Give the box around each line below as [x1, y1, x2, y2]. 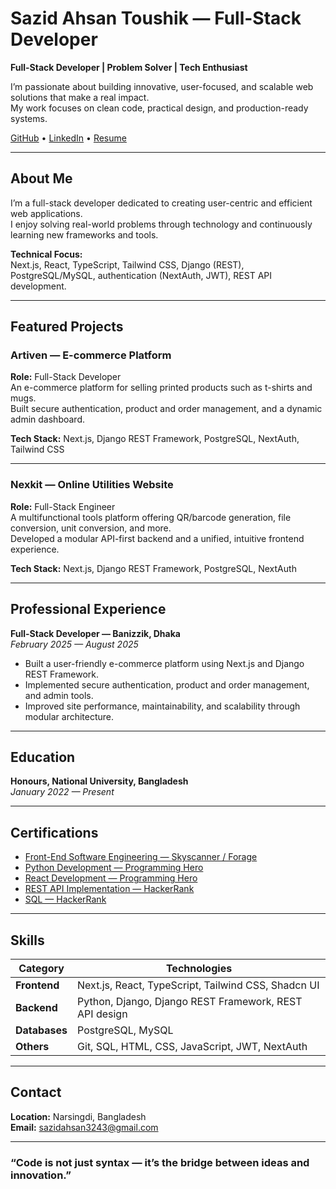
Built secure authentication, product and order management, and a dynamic [10, 403, 323, 415]
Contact [10, 1084, 62, 1101]
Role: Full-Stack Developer [10, 371, 122, 383]
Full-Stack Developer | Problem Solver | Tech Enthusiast [10, 61, 248, 73]
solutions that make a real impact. [10, 91, 150, 103]
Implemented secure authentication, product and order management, [24, 678, 310, 691]
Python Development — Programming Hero [24, 862, 204, 874]
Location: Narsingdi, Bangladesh [10, 1110, 147, 1122]
